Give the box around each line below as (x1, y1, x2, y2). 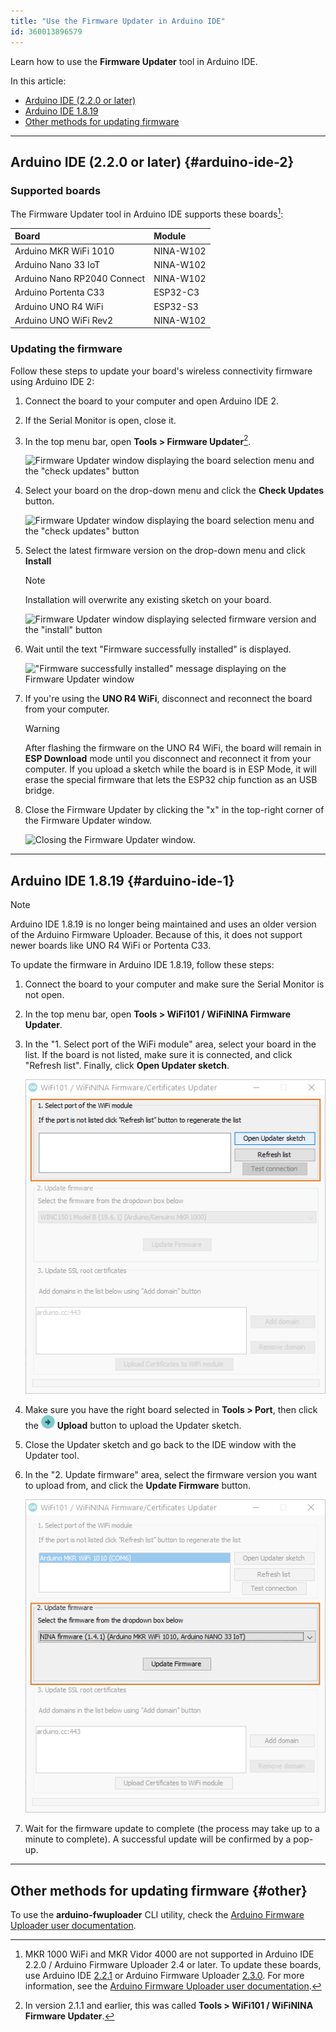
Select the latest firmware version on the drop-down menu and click (24, 545, 306, 557)
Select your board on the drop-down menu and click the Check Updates (24, 485, 325, 497)
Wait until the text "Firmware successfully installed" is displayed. (24, 643, 292, 655)
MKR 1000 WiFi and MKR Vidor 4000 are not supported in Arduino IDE (24, 1948, 315, 1960)
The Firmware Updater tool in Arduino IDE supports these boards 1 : (10, 206, 284, 220)
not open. (24, 989, 65, 1001)
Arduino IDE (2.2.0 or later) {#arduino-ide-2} (10, 153, 295, 170)
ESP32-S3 (153, 300, 199, 312)
